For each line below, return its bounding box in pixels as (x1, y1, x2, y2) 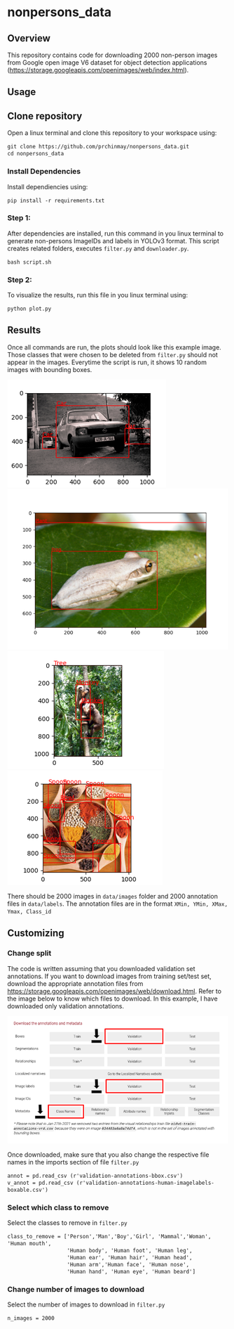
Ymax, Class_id (7, 908, 52, 915)
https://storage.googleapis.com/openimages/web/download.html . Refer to (7, 987, 222, 995)
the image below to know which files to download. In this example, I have (7, 994, 219, 1003)
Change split (7, 949, 52, 958)
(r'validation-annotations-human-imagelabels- (76, 1179, 215, 1186)
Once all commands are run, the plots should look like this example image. (7, 342, 222, 352)
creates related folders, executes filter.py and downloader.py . (7, 244, 189, 252)
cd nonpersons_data (7, 150, 64, 158)
